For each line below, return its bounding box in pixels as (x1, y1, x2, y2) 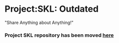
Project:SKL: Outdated (4, 3, 99, 15)
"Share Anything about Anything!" (4, 20, 74, 25)
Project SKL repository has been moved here (4, 32, 114, 39)
